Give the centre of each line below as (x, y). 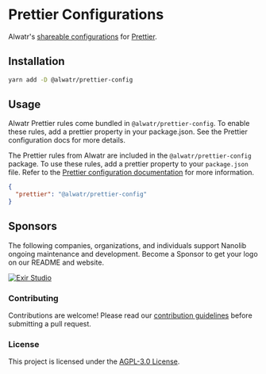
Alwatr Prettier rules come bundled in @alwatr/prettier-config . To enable (129, 124)
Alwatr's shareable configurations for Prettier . (83, 36)
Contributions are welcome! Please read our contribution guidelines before (130, 315)
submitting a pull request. (50, 324)
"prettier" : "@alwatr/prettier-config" (81, 195)
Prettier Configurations (86, 15)
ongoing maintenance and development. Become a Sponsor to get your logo (133, 254)
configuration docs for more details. (67, 140)
